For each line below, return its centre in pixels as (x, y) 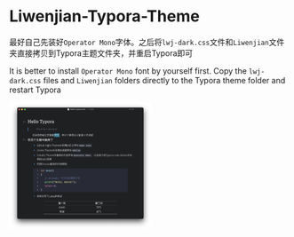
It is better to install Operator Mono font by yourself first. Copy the (128, 71)
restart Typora (36, 90)
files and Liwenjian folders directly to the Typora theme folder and (164, 80)
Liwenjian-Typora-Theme (104, 16)
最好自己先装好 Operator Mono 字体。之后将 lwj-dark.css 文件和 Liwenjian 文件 (147, 42)
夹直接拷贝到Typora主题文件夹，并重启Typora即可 (101, 53)
